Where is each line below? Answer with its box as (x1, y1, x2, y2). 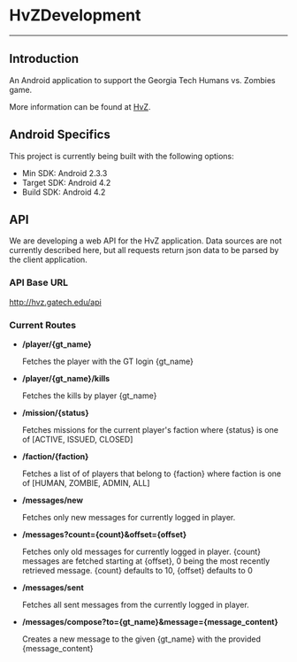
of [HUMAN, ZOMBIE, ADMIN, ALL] (21, 477, 150, 488)
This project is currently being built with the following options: (9, 150, 234, 161)
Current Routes (9, 319, 77, 331)
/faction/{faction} (21, 450, 89, 461)
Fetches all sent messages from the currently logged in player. (21, 599, 249, 610)
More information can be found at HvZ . (9, 101, 151, 112)
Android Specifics (9, 127, 110, 142)
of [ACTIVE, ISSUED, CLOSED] (21, 434, 133, 444)
